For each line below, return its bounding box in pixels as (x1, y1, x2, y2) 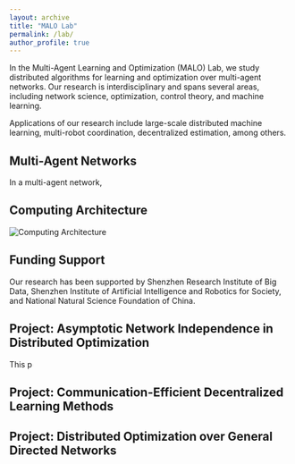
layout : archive (9, 13, 70, 22)
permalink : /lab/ (9, 30, 74, 38)
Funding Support (9, 252, 105, 268)
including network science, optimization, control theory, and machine (9, 91, 265, 102)
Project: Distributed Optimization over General (9, 429, 273, 444)
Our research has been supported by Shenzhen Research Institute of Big (9, 276, 277, 287)
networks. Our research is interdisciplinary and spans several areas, (9, 81, 260, 92)
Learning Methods (9, 399, 114, 414)
